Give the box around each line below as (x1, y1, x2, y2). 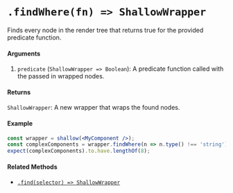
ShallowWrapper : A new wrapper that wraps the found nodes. (7, 103, 180, 112)
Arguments (7, 49, 41, 58)
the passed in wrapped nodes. (17, 72, 105, 81)
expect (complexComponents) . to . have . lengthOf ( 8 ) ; (7, 148, 150, 155)
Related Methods (7, 162, 58, 171)
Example (7, 119, 33, 127)
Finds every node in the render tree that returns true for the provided (7, 26, 204, 34)
